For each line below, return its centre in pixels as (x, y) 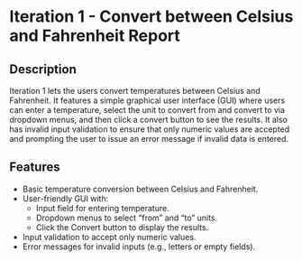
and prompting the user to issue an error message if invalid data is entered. (149, 139)
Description (43, 69)
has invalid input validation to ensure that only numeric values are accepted (150, 129)
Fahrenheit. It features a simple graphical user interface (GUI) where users (147, 100)
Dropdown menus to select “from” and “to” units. (127, 218)
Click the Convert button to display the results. (122, 227)
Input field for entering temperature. (102, 208)
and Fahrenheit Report (95, 36)
